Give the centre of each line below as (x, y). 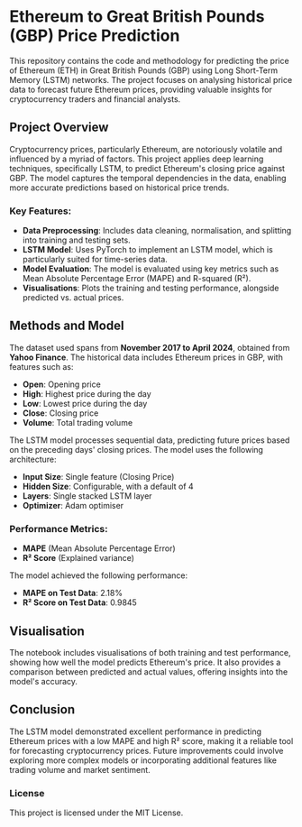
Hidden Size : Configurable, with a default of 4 (108, 486)
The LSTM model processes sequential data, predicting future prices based (150, 440)
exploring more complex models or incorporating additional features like (143, 760)
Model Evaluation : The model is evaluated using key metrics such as (151, 269)
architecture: (33, 459)
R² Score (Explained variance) (78, 558)
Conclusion (42, 710)
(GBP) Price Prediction (95, 36)
